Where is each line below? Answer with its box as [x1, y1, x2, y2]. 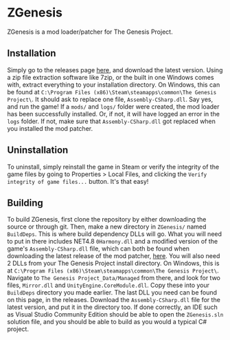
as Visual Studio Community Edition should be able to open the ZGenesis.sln [7, 310, 224, 319]
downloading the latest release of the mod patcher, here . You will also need [7, 252, 220, 260]
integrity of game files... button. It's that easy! [7, 177, 149, 185]
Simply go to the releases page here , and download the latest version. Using [7, 65, 223, 74]
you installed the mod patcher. [7, 124, 93, 132]
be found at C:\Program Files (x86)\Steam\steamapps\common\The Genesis [7, 87, 217, 96]
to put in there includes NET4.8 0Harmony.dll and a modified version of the [7, 237, 218, 246]
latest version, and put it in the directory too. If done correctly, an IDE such [7, 303, 218, 311]
